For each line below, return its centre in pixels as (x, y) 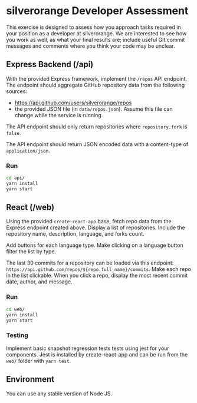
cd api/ (16, 178)
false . (14, 133)
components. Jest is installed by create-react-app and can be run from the (97, 354)
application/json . (28, 150)
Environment (30, 379)
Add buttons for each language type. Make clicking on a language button (95, 245)
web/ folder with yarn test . (39, 361)
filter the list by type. (31, 252)
